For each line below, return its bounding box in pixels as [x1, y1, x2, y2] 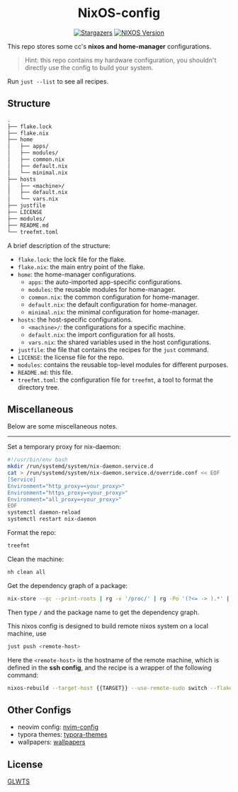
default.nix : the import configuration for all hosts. [28, 330, 176, 339]
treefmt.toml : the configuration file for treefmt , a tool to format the [17, 375, 214, 384]
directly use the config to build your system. [24, 63, 154, 72]
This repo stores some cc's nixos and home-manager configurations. [7, 42, 212, 50]
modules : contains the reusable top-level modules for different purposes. [17, 360, 229, 369]
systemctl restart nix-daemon [7, 516, 97, 523]
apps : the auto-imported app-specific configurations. [28, 278, 183, 286]
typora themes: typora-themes [17, 730, 108, 739]
